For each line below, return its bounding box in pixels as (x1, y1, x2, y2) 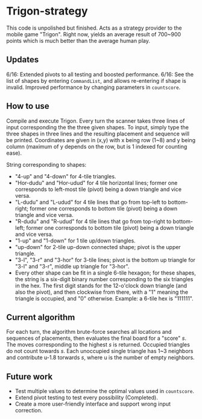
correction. (14, 407, 43, 414)
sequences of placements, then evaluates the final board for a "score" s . (6, 334, 187, 342)
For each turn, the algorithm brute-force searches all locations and (6, 328, 172, 336)
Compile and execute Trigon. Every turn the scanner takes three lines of (6, 117, 185, 125)
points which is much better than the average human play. (6, 37, 151, 44)
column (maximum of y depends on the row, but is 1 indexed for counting (6, 143, 188, 150)
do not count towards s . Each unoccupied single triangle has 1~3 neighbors (6, 348, 194, 355)
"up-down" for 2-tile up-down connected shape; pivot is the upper (14, 243, 181, 250)
